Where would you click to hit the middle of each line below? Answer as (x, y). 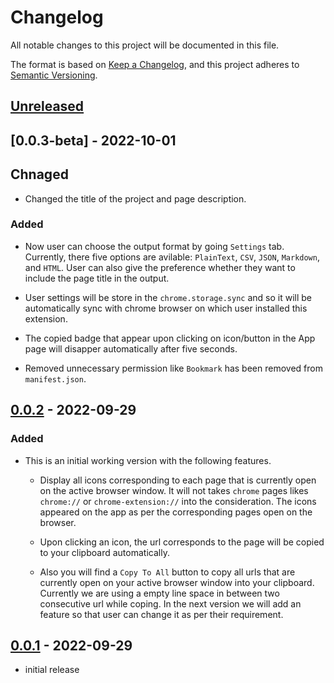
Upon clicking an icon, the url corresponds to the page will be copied (182, 542)
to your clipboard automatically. (104, 552)
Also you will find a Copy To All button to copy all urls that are (167, 572)
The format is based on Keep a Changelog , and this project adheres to (155, 64)
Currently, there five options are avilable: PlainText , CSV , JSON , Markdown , (172, 257)
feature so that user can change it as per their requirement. (161, 614)
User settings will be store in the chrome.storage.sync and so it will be (168, 297)
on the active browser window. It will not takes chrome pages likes (174, 490)
